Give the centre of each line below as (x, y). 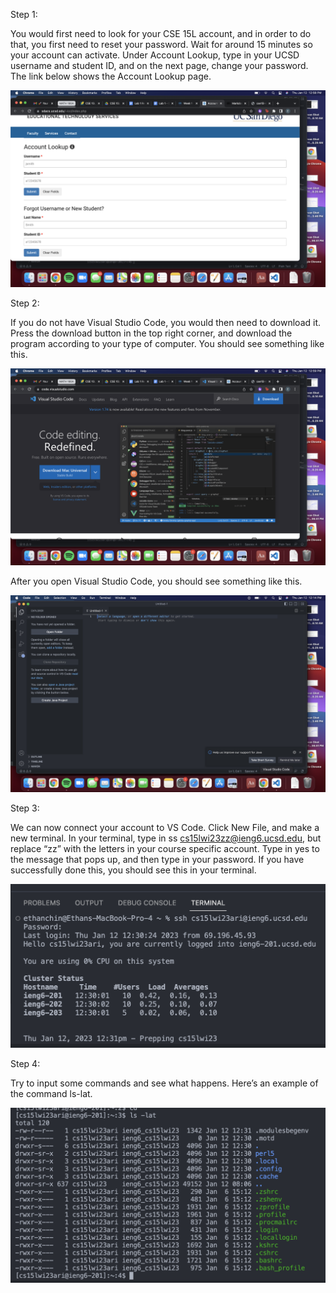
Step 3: (25, 808)
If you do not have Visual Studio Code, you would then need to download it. (166, 322)
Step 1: (24, 14)
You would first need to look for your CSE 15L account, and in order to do (161, 33)
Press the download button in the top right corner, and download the (151, 333)
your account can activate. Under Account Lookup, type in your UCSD (155, 55)
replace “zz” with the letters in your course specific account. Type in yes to (165, 848)
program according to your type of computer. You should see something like (167, 343)
